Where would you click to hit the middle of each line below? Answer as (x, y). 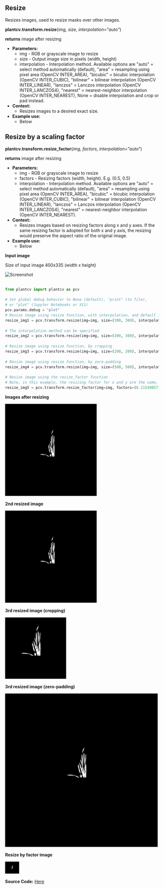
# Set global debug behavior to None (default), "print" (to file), (76, 300)
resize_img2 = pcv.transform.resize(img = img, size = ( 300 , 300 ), (71, 336)
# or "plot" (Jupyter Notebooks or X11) (47, 305)
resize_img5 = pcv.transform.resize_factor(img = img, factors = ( (71, 388)
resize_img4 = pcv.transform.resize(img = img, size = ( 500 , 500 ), (71, 367)
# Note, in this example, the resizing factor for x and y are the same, (82, 382)
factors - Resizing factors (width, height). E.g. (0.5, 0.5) (75, 178)
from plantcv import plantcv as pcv (42, 289)
